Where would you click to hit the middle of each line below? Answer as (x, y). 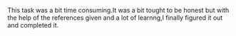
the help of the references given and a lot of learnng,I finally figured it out (115, 18)
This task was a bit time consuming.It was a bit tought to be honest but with (118, 10)
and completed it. (33, 25)
